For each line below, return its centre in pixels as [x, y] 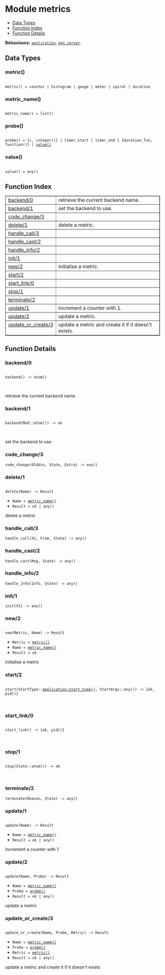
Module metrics [38, 9]
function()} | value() [28, 145]
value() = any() [22, 172]
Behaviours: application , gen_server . [43, 42]
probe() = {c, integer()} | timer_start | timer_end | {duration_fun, [79, 141]
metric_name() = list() [29, 113]
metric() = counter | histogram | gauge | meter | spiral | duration [78, 87]
